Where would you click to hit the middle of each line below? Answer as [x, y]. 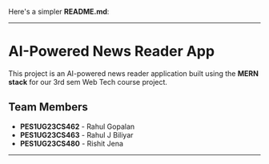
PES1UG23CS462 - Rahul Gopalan [77, 126]
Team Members [48, 107]
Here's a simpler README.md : [59, 12]
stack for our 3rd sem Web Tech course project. [88, 82]
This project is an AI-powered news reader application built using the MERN [133, 73]
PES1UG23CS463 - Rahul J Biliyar [76, 134]
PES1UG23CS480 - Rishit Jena [72, 143]
